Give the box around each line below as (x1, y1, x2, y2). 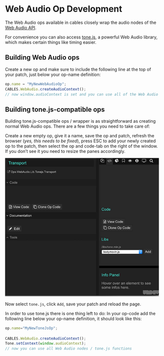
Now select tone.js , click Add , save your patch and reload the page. (5, 301, 142, 307)
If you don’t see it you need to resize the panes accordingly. (5, 149, 125, 154)
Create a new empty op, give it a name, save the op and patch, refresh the (5, 133, 155, 139)
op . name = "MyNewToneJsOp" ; (5, 325, 58, 331)
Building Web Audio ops (5, 54, 80, 62)
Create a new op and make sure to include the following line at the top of (5, 66, 151, 72)
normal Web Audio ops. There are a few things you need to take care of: (5, 123, 150, 130)
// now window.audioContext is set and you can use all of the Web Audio (5, 92, 159, 97)
